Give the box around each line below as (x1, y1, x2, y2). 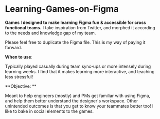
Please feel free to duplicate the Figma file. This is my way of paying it (5, 39, 146, 45)
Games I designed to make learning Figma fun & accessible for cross (5, 20, 146, 25)
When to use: (5, 54, 33, 59)
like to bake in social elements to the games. (5, 108, 94, 114)
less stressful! (5, 74, 33, 79)
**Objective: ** (5, 83, 36, 89)
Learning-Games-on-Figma (5, 3, 119, 15)
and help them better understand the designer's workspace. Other (5, 98, 138, 103)
